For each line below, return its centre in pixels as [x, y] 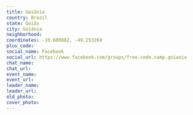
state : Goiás [23, 23]
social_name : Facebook [35, 52]
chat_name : [20, 63]
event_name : [21, 74]
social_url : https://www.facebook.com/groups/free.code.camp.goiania [97, 57]
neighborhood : [24, 35]
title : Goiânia [26, 12]
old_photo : [20, 97]
